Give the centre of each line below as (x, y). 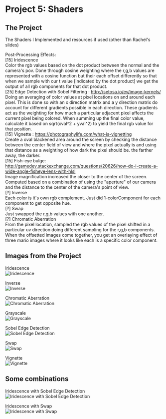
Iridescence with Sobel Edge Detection (45, 391)
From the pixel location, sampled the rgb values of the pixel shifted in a (78, 224)
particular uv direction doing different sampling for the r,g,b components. (80, 230)
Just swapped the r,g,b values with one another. (55, 214)
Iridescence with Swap (29, 406)
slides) (12, 45)
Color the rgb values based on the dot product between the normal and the (82, 65)
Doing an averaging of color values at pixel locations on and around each (80, 97)
